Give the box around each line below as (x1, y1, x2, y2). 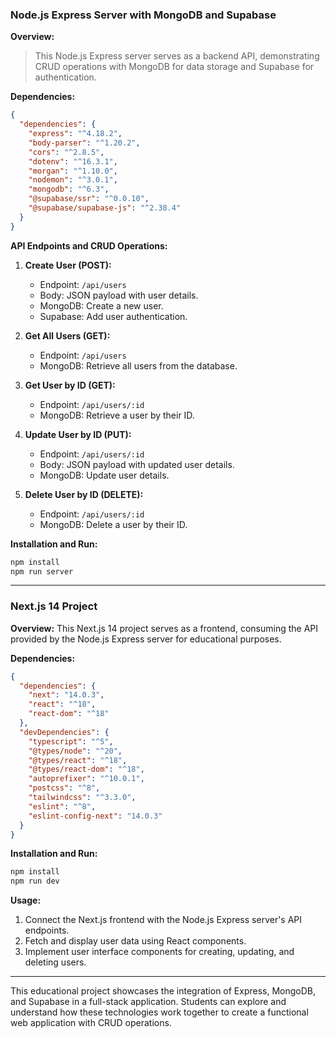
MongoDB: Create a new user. (39, 299, 164, 312)
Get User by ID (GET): (24, 379, 116, 391)
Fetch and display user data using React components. (24, 935, 247, 947)
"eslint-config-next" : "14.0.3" (28, 811, 163, 821)
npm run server (10, 566, 74, 577)
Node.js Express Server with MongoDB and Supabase (10, 8, 277, 22)
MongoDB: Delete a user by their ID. (39, 518, 188, 530)
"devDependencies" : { (19, 727, 110, 737)
